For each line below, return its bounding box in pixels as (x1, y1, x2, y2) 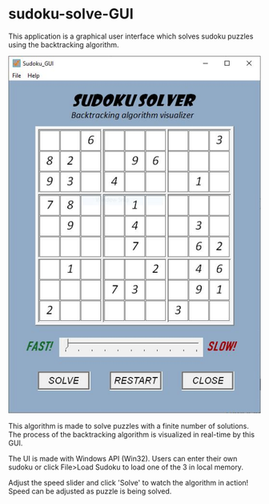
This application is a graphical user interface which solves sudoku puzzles (8, 31, 254, 41)
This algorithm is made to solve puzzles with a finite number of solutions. (8, 421, 250, 430)
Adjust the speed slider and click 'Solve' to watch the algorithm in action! (8, 478, 249, 487)
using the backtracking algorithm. (8, 39, 119, 49)
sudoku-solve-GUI (8, 5, 134, 23)
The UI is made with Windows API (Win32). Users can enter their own (8, 453, 238, 463)
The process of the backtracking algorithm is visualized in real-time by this (8, 429, 255, 439)
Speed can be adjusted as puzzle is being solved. (8, 486, 172, 496)
